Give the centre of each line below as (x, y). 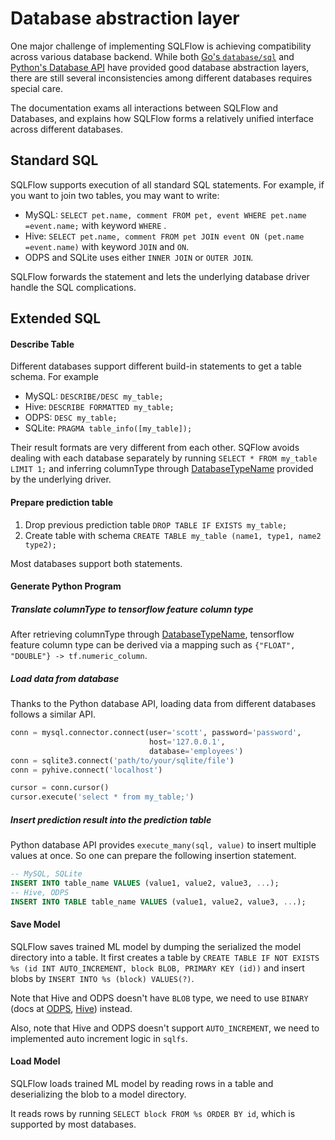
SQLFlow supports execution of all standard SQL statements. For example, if (167, 184)
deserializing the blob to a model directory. (98, 1094)
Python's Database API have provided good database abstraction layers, (160, 67)
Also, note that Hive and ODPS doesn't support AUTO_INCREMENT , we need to (165, 1028)
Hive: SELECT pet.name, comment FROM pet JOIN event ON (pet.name (164, 236)
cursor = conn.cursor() (60, 788)
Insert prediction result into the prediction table (111, 819)
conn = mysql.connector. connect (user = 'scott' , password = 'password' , (156, 733)
